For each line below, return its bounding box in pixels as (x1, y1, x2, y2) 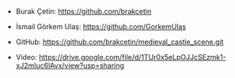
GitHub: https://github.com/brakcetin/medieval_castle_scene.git (15, 37, 224, 46)
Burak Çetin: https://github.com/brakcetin (15, 7, 152, 16)
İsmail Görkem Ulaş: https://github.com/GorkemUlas (15, 22, 187, 31)
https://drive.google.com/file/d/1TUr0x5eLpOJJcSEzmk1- (38, 53, 227, 61)
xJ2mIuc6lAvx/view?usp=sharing (15, 61, 125, 70)
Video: (15, 53, 38, 61)
